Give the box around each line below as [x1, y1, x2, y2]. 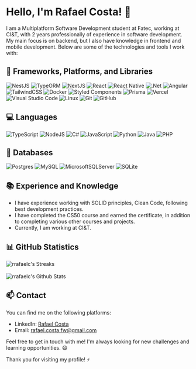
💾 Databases [6, 148, 53, 158]
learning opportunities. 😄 [6, 344, 68, 351]
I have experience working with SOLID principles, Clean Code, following [14, 199, 188, 207]
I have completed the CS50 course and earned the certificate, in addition [14, 212, 191, 219]
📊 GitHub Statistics [6, 242, 79, 252]
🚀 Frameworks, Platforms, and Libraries [6, 67, 153, 77]
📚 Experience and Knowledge [6, 181, 119, 191]
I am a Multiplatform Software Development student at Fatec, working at [6, 25, 180, 32]
